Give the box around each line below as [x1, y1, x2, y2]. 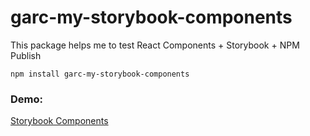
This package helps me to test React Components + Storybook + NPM [10, 39, 300, 51]
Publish [10, 49, 42, 61]
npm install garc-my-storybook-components [10, 69, 190, 79]
